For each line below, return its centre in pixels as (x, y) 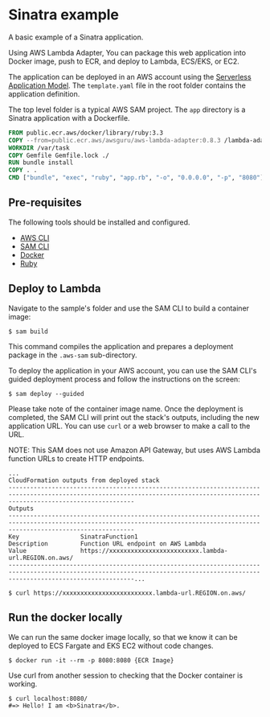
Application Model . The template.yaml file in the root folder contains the (127, 85)
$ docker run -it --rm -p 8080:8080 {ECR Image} (91, 660)
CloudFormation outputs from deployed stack (84, 480)
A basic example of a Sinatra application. (76, 37)
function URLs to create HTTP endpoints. (76, 458)
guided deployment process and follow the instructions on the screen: (125, 379)
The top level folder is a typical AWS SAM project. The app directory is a (127, 109)
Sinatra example (63, 15)
